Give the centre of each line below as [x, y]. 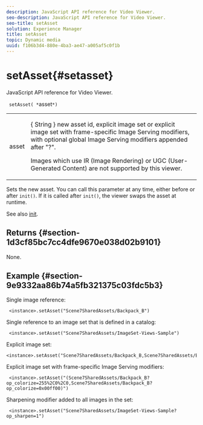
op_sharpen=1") [25, 416]
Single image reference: [36, 300]
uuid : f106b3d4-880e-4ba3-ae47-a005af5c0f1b [63, 46]
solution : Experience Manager [44, 29]
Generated [46, 168]
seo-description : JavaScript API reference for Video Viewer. [86, 18]
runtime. [17, 202]
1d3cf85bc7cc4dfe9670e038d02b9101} [84, 242]
